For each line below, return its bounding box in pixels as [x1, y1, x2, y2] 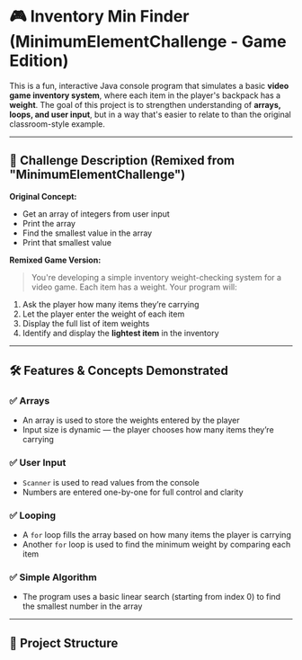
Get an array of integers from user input [22, 208, 171, 219]
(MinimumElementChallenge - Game [9, 31, 287, 52]
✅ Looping [9, 509, 57, 522]
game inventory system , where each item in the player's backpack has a [9, 90, 281, 101]
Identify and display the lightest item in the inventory [22, 327, 219, 338]
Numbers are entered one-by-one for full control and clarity [22, 486, 244, 497]
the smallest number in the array [22, 601, 143, 611]
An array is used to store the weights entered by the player [22, 415, 240, 426]
